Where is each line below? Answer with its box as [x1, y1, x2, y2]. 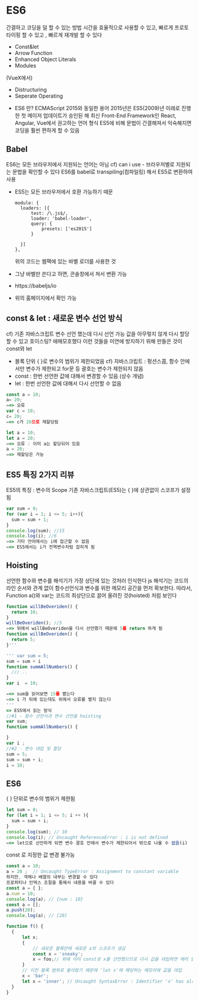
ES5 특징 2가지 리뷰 [6, 469, 75, 479]
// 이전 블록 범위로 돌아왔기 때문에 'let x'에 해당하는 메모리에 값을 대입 [21, 967, 182, 974]
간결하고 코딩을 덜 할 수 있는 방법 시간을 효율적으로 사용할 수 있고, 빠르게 [6, 24, 174, 31]
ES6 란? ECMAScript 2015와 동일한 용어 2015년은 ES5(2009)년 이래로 [14, 104, 181, 111]
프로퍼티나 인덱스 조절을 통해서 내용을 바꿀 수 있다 [6, 880, 114, 886]
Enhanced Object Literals [14, 56, 76, 63]
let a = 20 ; [6, 435, 36, 441]
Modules [14, 62, 37, 69]
